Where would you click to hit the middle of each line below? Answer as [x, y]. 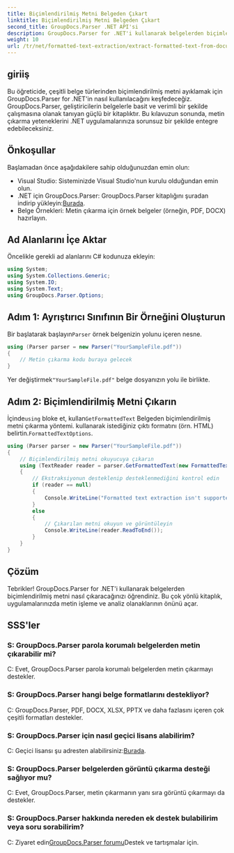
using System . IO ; [32, 283]
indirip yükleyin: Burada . [51, 203]
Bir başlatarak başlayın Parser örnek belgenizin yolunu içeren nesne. [104, 334]
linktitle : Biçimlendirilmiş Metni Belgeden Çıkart [84, 20]
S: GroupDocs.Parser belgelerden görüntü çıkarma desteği [109, 768]
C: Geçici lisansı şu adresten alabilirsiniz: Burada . [77, 750]
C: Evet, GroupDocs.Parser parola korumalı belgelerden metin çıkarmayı [110, 669]
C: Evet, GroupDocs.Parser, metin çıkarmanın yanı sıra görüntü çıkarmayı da [116, 793]
